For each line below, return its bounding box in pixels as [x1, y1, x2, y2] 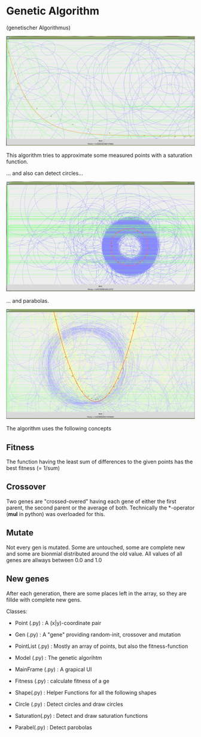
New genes [6, 574, 50, 584]
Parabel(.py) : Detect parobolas [14, 723, 93, 731]
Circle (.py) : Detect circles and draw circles [14, 700, 124, 708]
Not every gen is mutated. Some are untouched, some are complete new [6, 544, 185, 551]
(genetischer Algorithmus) [6, 24, 71, 31]
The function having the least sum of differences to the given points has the [6, 458, 193, 465]
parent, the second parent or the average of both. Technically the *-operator [6, 504, 195, 511]
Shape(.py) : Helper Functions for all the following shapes [14, 689, 157, 696]
